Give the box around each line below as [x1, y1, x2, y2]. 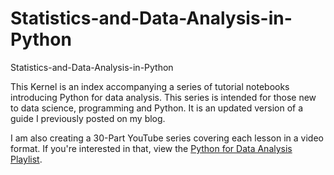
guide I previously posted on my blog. [10, 112, 166, 124]
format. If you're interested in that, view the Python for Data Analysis [10, 142, 293, 154]
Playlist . [10, 153, 43, 165]
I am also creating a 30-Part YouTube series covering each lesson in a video [10, 132, 324, 144]
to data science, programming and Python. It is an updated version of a [10, 102, 304, 114]
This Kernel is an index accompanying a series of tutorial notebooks [10, 80, 290, 92]
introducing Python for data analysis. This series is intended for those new [10, 91, 317, 103]
